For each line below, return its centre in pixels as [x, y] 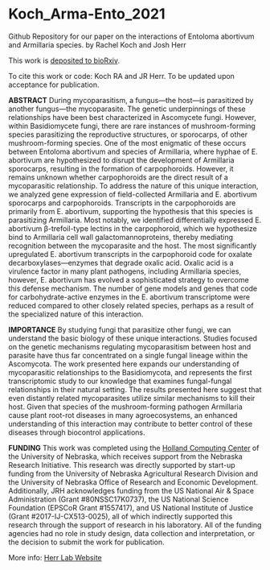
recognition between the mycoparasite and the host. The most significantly [133, 246]
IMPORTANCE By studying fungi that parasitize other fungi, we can [120, 329]
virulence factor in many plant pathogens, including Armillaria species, [125, 271]
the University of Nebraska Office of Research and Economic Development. [133, 482]
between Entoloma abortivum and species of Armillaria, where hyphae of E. [133, 151]
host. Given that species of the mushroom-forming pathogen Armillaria [125, 407]
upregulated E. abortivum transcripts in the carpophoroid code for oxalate [131, 254]
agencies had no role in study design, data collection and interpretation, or [132, 533]
